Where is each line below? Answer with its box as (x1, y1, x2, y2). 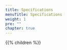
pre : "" (5, 21, 22, 26)
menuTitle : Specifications (5, 12, 62, 17)
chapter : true (5, 26, 36, 31)
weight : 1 (5, 16, 26, 21)
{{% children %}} (5, 39, 42, 45)
